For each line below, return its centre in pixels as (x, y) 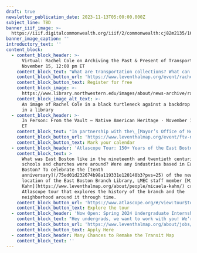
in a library (38, 110)
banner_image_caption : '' (38, 39)
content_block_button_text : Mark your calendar (76, 142)
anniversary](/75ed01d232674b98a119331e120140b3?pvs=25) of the (102, 176)
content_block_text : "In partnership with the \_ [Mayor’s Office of (101, 132)
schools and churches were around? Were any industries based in (103, 164)
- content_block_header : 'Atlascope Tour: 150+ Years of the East (94, 148)
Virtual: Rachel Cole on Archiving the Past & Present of (94, 60)
